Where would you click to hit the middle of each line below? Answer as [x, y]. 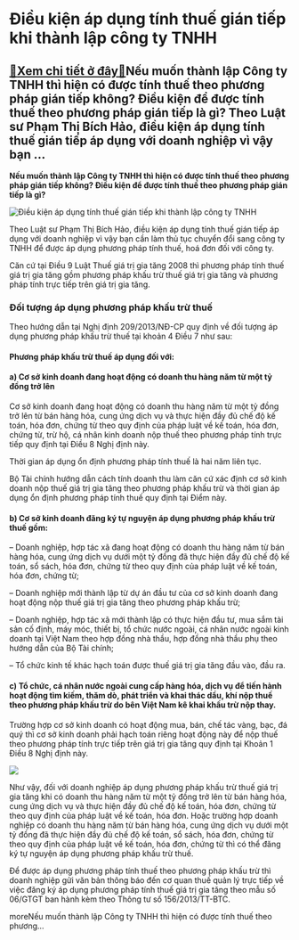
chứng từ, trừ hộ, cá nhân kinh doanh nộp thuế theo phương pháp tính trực [145, 435]
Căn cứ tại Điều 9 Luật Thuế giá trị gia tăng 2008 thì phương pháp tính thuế [147, 266]
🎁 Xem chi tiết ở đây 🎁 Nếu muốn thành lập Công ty [148, 71]
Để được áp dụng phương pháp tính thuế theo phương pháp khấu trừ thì [140, 871]
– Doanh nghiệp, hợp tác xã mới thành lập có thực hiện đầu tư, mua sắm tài [146, 620]
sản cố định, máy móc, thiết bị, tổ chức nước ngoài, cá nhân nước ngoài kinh [149, 629]
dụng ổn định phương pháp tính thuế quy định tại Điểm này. [118, 498]
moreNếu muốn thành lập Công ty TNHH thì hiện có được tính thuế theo [141, 916]
